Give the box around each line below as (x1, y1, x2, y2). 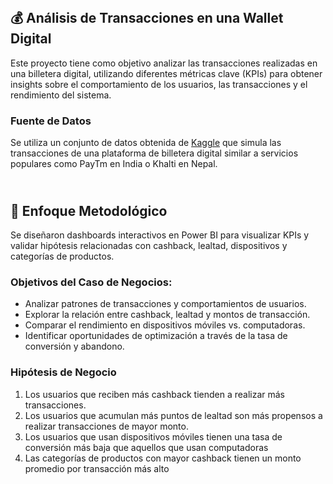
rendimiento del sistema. (10, 89, 112, 101)
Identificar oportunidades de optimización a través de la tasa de (24, 330, 288, 342)
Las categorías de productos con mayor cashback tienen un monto (24, 452, 302, 464)
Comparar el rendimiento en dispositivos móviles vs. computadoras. (24, 319, 306, 331)
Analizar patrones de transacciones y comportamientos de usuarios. (24, 298, 307, 310)
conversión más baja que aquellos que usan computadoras (24, 441, 269, 453)
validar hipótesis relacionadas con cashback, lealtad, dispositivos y (10, 239, 288, 251)
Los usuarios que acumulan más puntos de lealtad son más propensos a (24, 409, 323, 421)
